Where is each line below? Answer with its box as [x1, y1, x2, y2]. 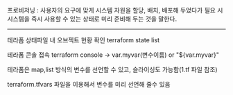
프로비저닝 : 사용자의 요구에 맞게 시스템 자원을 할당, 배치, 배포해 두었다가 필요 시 [7, 6, 223, 14]
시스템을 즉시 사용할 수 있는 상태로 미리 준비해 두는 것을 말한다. [7, 15, 178, 23]
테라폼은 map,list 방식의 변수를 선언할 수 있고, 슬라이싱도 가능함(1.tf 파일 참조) [7, 65, 218, 74]
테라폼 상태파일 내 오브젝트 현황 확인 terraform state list [7, 36, 159, 44]
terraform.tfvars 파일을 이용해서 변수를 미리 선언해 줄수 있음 [7, 80, 171, 88]
